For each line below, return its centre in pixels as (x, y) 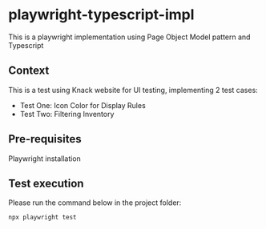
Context (29, 71)
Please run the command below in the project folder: (95, 203)
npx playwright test (43, 218)
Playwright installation (45, 159)
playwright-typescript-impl (101, 15)
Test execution (46, 183)
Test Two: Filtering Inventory (67, 114)
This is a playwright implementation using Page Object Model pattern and (129, 37)
